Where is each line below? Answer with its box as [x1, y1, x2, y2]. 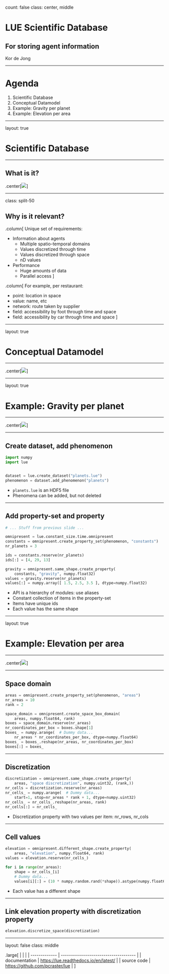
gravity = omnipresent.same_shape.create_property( [5, 566, 116, 572]
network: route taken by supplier [12, 303, 80, 309]
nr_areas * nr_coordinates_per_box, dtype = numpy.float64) [14, 735, 138, 740]
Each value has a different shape [12, 888, 80, 894]
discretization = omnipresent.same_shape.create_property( [5, 776, 132, 781]
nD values [20, 257, 41, 263]
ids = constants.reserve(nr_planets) [5, 553, 84, 558]
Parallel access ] [20, 273, 54, 279]
